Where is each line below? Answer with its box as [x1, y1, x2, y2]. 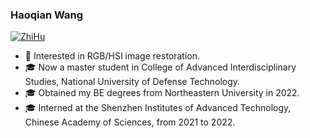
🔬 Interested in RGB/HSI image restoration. [24, 50, 201, 62]
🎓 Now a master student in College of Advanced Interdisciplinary [24, 61, 297, 73]
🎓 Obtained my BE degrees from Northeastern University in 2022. [24, 87, 300, 99]
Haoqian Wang [10, 8, 84, 22]
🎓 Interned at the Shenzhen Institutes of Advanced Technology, [24, 102, 292, 114]
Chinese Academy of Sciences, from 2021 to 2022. [24, 116, 236, 128]
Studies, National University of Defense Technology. [24, 76, 241, 88]
